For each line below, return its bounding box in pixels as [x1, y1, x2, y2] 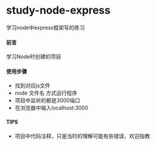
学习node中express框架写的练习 [6, 24, 85, 31]
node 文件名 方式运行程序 [14, 90, 78, 97]
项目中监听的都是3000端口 [14, 97, 80, 104]
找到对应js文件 [14, 82, 50, 89]
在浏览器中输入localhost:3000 [14, 105, 88, 112]
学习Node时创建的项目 [6, 53, 61, 60]
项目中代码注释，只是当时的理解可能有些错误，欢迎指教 [14, 132, 150, 140]
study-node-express [6, 4, 111, 17]
